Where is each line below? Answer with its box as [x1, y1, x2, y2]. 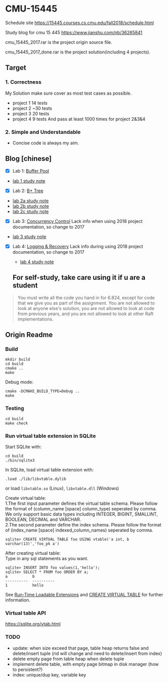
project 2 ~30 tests [12, 105, 52, 111]
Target [5, 63, 27, 72]
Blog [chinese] [5, 155, 52, 163]
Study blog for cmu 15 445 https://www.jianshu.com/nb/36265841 [5, 29, 142, 35]
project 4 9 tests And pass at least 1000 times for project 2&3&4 [12, 116, 146, 122]
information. [5, 597, 31, 603]
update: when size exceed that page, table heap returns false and [12, 645, 149, 651]
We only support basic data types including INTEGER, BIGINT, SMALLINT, [5, 511, 158, 517]
